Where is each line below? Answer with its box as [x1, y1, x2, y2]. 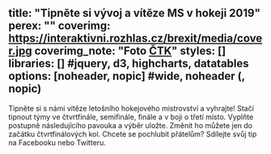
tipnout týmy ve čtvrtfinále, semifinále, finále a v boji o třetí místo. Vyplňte [8, 112, 254, 122]
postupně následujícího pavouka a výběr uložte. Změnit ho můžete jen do [8, 120, 253, 130]
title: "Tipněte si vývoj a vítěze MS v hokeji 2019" [8, 6, 260, 20]
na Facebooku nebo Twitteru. [8, 137, 107, 148]
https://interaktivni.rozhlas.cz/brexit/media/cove [8, 31, 263, 45]
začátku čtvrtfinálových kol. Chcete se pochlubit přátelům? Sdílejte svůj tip [8, 129, 257, 139]
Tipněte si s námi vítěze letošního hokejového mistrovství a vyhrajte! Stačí [8, 103, 255, 113]
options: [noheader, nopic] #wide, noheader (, [8, 69, 245, 83]
